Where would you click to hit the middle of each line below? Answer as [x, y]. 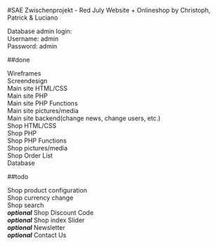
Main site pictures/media [43, 111]
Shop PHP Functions [37, 141]
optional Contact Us [37, 235]
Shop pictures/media [38, 148]
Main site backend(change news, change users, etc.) [84, 118]
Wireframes [24, 73]
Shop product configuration [47, 190]
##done [19, 60]
